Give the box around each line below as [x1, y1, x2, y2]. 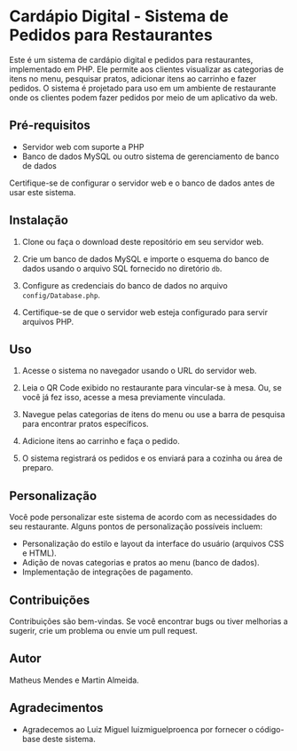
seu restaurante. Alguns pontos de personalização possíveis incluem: [9, 521, 263, 532]
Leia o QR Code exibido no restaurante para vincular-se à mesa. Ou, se [21, 383, 282, 393]
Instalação [9, 213, 69, 228]
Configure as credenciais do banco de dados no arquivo [21, 280, 228, 290]
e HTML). [21, 548, 58, 558]
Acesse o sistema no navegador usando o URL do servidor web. [21, 366, 257, 376]
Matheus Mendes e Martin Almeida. [9, 675, 139, 685]
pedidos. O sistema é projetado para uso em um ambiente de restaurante [9, 83, 277, 93]
